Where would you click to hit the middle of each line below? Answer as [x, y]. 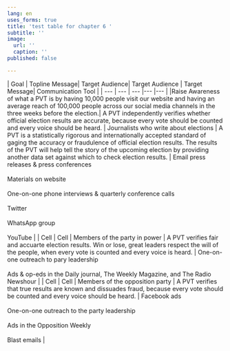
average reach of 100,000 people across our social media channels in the [111, 106]
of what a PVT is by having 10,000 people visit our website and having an [111, 98]
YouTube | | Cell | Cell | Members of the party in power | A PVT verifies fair [113, 237]
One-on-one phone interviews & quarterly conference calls [91, 193]
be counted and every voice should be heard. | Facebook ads [94, 296]
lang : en [20, 13]
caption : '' [31, 52]
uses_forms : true [32, 20]
